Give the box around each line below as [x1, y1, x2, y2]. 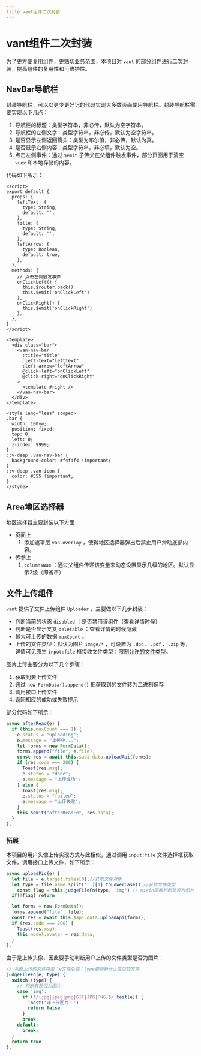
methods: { [11, 267, 39, 273]
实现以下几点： [11, 109, 49, 116]
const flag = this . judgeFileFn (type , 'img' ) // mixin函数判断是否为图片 [17, 887, 194, 893]
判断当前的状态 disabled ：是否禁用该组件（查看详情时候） [14, 618, 161, 625]
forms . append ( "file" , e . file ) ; [17, 748, 95, 754]
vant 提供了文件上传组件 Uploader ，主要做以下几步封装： [6, 605, 148, 612]
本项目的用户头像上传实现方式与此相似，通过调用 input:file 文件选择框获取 [6, 851, 194, 858]
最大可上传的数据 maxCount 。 [14, 633, 87, 640]
